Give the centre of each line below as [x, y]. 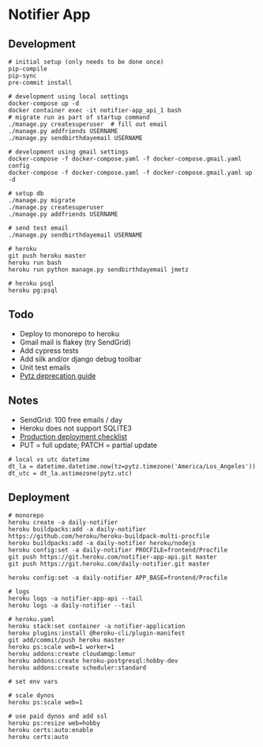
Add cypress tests [49, 351]
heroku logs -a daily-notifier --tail [72, 606]
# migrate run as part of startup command [79, 117]
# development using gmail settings [68, 152]
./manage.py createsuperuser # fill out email [88, 124]
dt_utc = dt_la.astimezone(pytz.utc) [70, 473]
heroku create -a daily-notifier [63, 523]
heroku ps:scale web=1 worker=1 [61, 647]
